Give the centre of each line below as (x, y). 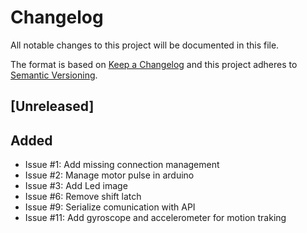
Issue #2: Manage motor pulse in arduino (109, 175)
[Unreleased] (52, 106)
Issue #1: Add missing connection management (122, 165)
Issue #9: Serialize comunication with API (110, 207)
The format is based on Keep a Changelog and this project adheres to (154, 64)
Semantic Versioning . (54, 75)
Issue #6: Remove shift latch (83, 197)
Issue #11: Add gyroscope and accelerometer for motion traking (155, 218)
